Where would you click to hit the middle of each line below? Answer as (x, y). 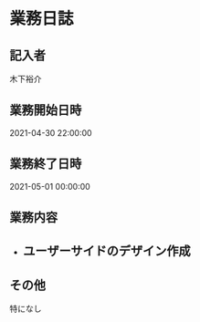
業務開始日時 (46, 110)
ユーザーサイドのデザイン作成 (106, 251)
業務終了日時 (46, 164)
